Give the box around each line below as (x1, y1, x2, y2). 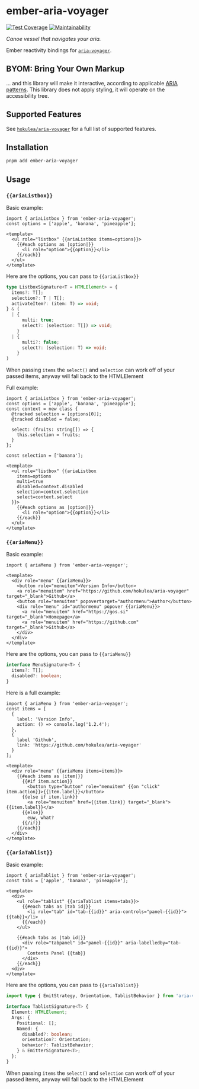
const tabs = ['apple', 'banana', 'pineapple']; (6, 878, 129, 884)
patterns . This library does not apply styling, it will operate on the (6, 86, 165, 93)
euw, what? (27, 815, 54, 821)
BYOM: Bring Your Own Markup (6, 64, 125, 74)
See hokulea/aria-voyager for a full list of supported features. (6, 125, 157, 132)
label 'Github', (17, 736, 57, 743)
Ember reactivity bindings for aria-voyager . (6, 46, 112, 54)
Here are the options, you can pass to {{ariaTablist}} (6, 982, 139, 989)
